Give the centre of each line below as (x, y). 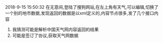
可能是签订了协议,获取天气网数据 (45, 36)
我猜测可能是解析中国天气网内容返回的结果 (55, 29)
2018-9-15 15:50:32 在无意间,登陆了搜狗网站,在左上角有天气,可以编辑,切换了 (82, 7)
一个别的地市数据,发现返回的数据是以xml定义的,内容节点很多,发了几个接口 (80, 13)
